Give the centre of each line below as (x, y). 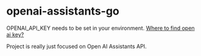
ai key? (15, 34)
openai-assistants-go (63, 11)
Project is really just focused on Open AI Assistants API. (77, 46)
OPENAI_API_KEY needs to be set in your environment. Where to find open (100, 28)
